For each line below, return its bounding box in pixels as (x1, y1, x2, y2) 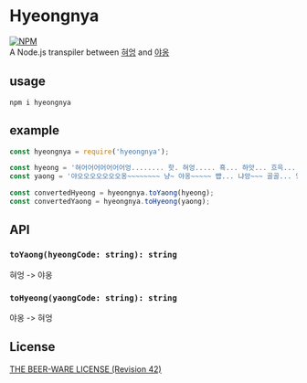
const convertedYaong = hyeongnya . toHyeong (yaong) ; (9, 197, 210, 207)
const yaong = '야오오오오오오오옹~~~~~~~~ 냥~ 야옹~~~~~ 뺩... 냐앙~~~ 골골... (9, 172, 292, 181)
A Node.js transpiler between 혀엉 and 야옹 (9, 47, 170, 58)
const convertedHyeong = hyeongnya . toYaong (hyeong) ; (9, 188, 215, 197)
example (9, 122, 60, 138)
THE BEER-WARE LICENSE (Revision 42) (9, 363, 162, 375)
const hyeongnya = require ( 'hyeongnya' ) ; (9, 147, 170, 156)
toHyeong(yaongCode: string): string (9, 293, 178, 303)
